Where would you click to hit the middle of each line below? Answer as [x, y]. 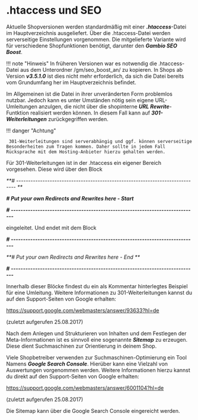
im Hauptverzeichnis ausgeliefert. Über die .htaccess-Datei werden [88, 33]
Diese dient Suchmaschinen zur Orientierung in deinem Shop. [82, 346]
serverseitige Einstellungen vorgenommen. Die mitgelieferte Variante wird [96, 39]
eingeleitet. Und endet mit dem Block [51, 227]
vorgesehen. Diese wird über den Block [54, 169]
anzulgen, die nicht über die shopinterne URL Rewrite [104, 106]
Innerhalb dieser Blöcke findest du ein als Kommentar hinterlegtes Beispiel [97, 286]
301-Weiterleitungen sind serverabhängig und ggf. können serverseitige [100, 141]
